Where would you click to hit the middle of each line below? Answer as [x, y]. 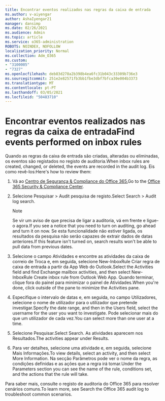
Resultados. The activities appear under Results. [61, 338]
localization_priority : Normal [37, 51]
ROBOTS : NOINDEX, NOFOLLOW [33, 46]
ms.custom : [16, 60]
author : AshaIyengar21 [28, 19]
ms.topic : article [24, 38]
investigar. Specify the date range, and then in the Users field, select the [85, 308]
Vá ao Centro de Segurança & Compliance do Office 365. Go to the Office [86, 181]
